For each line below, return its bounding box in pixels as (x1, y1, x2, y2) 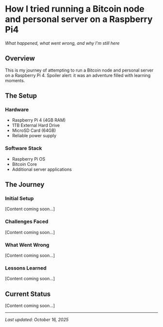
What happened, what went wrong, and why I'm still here (5, 40, 120, 46)
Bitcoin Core (12, 161, 37, 167)
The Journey (5, 181, 45, 189)
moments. (5, 77, 25, 83)
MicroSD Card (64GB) (12, 127, 56, 133)
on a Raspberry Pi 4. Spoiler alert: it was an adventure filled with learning (5, 72, 151, 78)
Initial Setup (5, 195, 34, 202)
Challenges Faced (5, 218, 49, 225)
